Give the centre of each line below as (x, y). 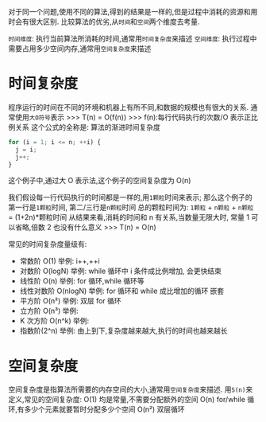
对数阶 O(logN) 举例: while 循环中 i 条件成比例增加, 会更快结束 (121, 271)
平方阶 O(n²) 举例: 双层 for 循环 (70, 301)
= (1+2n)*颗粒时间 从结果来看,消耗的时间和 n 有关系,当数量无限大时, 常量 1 (129, 217)
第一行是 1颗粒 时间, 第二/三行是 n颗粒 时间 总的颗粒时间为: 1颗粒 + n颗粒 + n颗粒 (131, 207)
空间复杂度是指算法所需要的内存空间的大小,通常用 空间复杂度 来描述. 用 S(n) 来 (131, 389)
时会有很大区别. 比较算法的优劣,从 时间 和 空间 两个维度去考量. (104, 21)
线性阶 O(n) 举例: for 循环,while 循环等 (82, 281)
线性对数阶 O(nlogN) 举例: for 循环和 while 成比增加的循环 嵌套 (122, 291)
